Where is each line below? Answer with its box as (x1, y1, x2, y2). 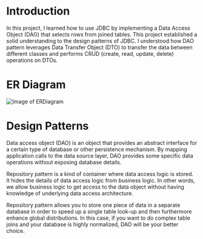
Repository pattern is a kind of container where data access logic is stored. (6, 170, 194, 177)
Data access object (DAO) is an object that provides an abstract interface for (6, 139, 198, 146)
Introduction (6, 4, 70, 18)
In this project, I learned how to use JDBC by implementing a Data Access (6, 24, 191, 32)
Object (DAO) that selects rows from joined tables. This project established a (6, 30, 198, 38)
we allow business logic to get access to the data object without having (6, 183, 185, 190)
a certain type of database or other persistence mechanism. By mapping (6, 146, 188, 153)
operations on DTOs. (6, 56, 58, 64)
